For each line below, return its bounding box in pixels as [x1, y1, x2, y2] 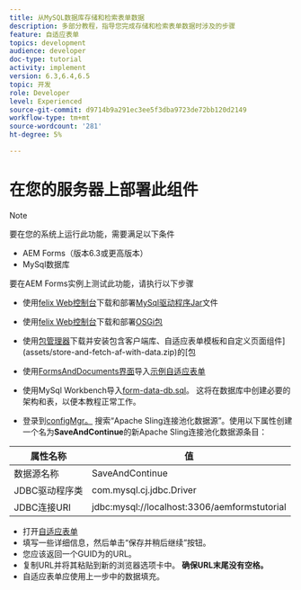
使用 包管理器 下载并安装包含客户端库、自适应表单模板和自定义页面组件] [22, 335, 286, 346]
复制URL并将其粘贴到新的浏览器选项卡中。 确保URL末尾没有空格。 [22, 559, 269, 570]
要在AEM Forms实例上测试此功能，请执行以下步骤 [9, 278, 194, 289]
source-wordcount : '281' [9, 122, 102, 131]
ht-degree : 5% [9, 130, 63, 139]
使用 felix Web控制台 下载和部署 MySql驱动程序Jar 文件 [22, 297, 218, 308]
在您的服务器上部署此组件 [9, 180, 199, 201]
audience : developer [9, 47, 87, 56]
